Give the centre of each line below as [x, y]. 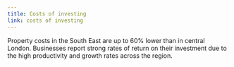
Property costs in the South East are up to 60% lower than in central [106, 40]
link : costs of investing [45, 20]
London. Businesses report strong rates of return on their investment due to [117, 48]
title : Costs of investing [47, 14]
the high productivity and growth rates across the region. [90, 55]
